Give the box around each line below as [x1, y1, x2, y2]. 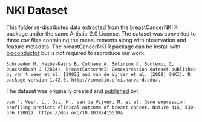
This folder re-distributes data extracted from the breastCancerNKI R [6, 24, 178, 31]
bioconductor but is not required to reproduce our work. [6, 49, 146, 56]
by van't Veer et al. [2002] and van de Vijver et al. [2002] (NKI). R [6, 71, 191, 77]
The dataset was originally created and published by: [6, 87, 138, 94]
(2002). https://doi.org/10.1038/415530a [17, 109, 123, 115]
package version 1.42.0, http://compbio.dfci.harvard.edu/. [6, 77, 161, 83]
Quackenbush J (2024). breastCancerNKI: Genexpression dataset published [6, 66, 197, 72]
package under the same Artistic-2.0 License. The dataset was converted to [6, 30, 197, 37]
